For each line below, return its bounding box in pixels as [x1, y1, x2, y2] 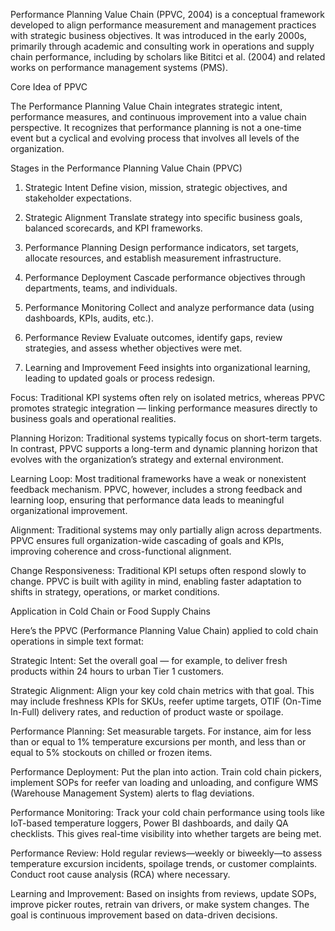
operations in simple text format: [10, 635, 145, 647]
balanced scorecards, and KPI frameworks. [24, 222, 203, 234]
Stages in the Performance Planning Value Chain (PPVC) [10, 162, 243, 174]
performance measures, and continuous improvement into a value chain [10, 111, 307, 123]
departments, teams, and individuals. [24, 282, 178, 294]
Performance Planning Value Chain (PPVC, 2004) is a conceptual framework [10, 9, 326, 20]
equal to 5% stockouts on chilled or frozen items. [10, 747, 213, 758]
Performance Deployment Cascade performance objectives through [24, 272, 306, 283]
